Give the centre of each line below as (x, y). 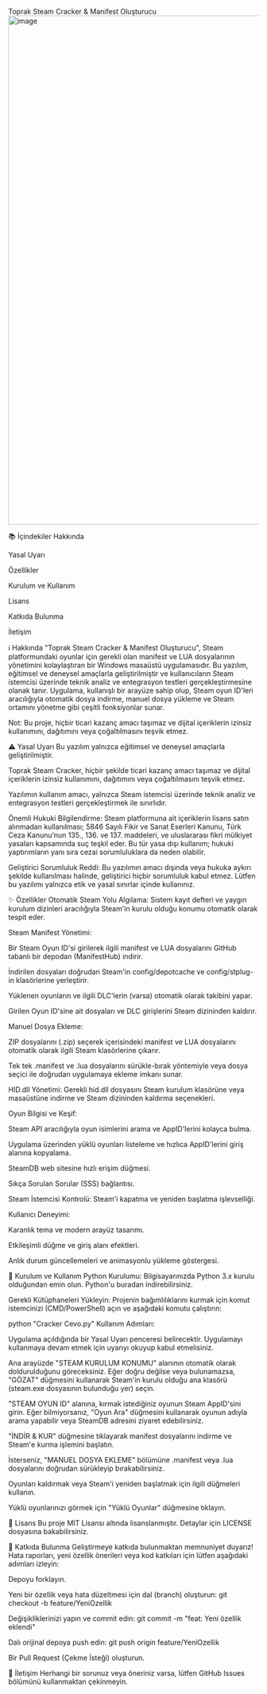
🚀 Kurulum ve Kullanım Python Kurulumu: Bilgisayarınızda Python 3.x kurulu (132, 1276)
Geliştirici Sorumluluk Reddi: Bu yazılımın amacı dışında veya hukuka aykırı (130, 867)
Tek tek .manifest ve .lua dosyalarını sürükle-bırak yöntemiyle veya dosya (128, 1066)
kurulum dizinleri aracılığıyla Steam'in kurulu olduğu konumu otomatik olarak (133, 909)
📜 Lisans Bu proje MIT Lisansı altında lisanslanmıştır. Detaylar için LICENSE (130, 1523)
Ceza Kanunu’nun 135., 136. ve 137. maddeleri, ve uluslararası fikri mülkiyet (130, 835)
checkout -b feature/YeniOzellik (60, 1603)
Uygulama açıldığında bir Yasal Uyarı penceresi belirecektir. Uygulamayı (126, 1339)
